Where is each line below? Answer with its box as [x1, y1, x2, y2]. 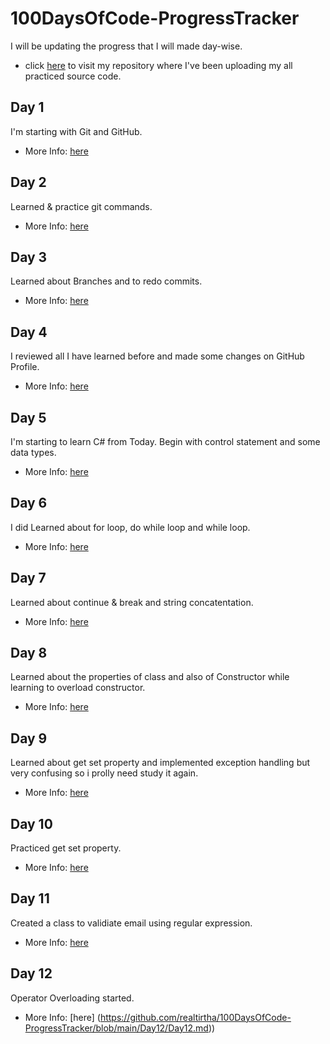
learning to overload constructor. [10, 682, 146, 694]
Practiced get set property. [10, 842, 122, 854]
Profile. [10, 361, 40, 373]
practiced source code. [24, 70, 122, 82]
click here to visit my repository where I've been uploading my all [24, 59, 293, 71]
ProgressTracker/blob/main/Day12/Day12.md [24, 1022, 209, 1034]
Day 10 [10, 815, 53, 832]
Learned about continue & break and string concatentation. [10, 596, 254, 608]
